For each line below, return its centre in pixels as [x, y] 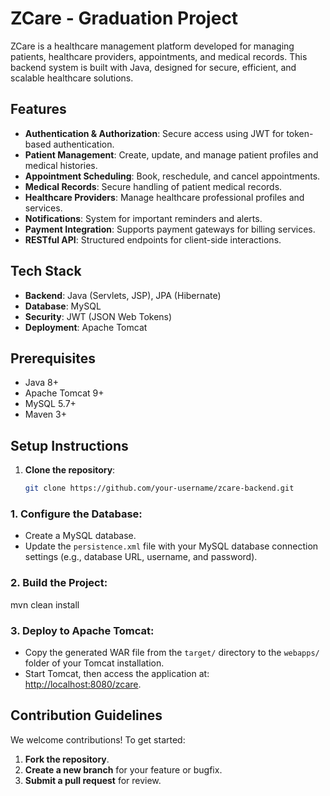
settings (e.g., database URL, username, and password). [141, 557]
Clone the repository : [70, 470]
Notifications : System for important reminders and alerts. [143, 218]
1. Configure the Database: [76, 514]
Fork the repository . [67, 759]
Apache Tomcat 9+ [64, 393]
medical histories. [61, 165]
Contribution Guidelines [86, 715]
